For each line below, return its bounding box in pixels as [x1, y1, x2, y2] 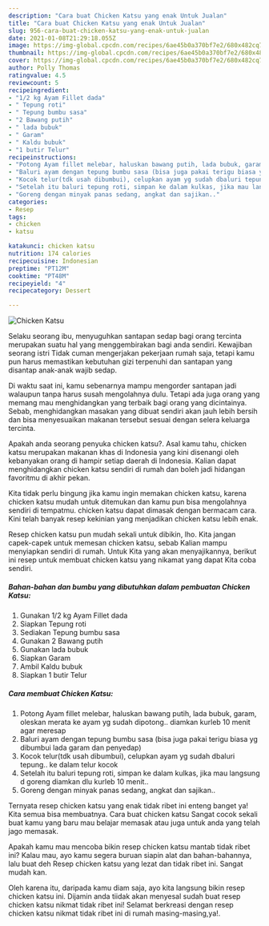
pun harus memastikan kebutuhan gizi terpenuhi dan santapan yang [8, 357, 233, 367]
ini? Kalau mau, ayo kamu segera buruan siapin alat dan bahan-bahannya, [8, 851, 252, 860]
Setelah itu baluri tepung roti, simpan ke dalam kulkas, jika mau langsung [19, 768, 260, 778]
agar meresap [19, 726, 66, 735]
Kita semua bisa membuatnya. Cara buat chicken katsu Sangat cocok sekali [8, 810, 258, 819]
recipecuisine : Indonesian [8, 257, 98, 265]
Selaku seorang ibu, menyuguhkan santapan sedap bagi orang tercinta [8, 332, 242, 341]
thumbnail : [8, 49, 45, 57]
